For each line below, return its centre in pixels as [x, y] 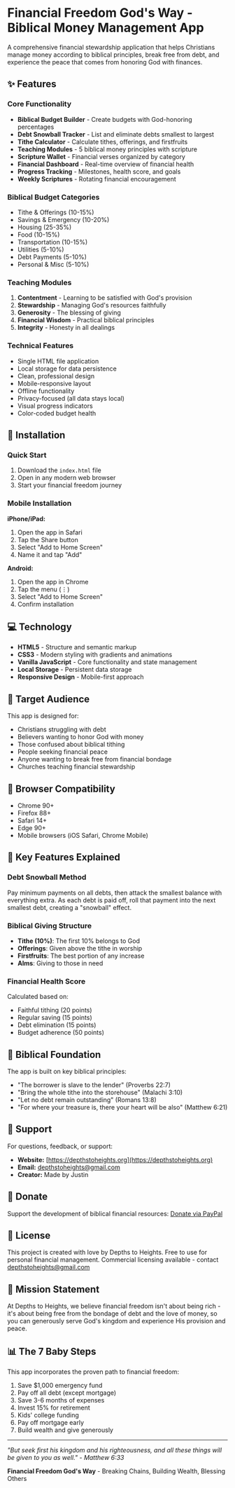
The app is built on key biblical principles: [67, 1072]
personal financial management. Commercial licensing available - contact [113, 1260]
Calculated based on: [38, 997]
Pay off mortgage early [51, 1423]
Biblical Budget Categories [54, 197]
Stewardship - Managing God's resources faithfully [92, 305]
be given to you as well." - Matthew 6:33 [66, 1458]
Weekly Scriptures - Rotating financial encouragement [97, 179]
